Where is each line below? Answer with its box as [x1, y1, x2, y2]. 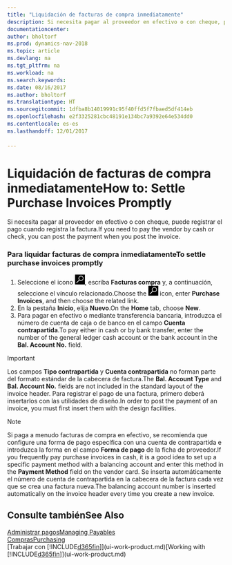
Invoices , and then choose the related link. [17, 296, 139, 305]
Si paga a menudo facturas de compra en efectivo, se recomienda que [7, 430, 209, 439]
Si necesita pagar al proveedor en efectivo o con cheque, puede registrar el [7, 218, 222, 226]
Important [7, 354, 35, 362]
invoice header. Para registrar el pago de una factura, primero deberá [7, 389, 205, 397]
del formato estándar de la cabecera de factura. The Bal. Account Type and [7, 374, 222, 383]
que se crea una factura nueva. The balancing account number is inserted [7, 482, 216, 490]
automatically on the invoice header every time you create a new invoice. [7, 489, 215, 497]
